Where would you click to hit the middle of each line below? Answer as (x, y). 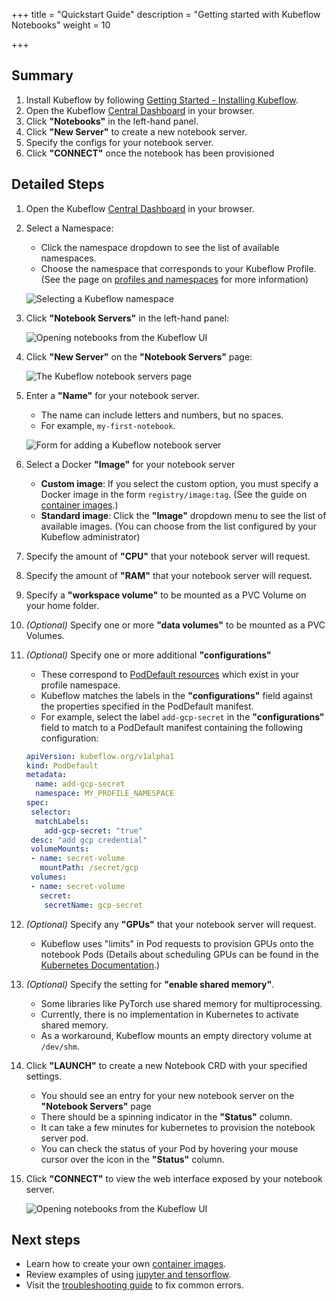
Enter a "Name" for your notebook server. (112, 395)
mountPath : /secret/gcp (89, 868)
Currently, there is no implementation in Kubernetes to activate (169, 1014)
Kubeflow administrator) (90, 536)
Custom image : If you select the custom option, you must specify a (179, 483)
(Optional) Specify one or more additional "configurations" (148, 655)
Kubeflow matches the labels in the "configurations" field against (177, 695)
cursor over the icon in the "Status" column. (132, 1159)
